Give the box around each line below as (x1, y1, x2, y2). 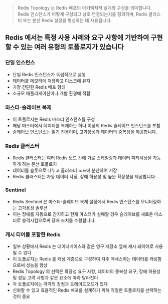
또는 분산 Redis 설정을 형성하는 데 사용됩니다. (23, 18, 112, 23)
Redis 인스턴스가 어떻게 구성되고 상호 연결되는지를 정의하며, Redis (17, 11, 148, 17)
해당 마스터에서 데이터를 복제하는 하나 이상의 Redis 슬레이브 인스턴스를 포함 (12, 122, 160, 128)
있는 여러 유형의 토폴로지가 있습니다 (20, 43, 124, 52)
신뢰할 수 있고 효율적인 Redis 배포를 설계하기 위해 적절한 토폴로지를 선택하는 (12, 287, 162, 293)
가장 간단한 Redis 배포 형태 (12, 84, 66, 90)
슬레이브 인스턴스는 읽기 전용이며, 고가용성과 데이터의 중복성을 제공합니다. (12, 129, 157, 135)
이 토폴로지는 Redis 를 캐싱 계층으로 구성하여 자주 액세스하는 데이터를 (12, 255, 149, 262)
